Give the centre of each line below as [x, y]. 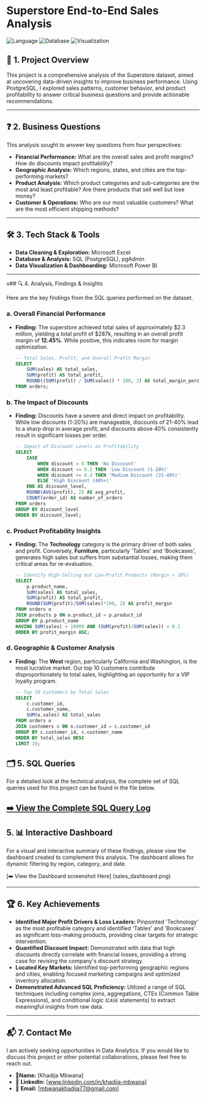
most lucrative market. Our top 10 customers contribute [85, 668]
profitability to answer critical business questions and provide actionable [98, 94]
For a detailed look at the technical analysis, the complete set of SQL [93, 782]
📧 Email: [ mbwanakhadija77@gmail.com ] [67, 1089]
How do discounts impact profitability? [64, 163]
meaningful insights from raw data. [59, 1007]
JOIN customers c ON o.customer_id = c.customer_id [82, 727]
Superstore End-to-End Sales [83, 11]
